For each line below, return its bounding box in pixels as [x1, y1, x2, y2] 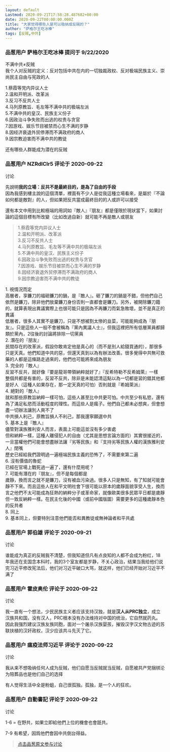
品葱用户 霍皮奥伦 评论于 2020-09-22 [5, 585, 98, 592]
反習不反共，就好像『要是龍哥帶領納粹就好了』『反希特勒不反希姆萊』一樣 [5, 369, 158, 375]
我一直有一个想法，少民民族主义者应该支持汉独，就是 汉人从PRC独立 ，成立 [5, 609, 161, 615]
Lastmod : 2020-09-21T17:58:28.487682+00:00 [5, 12, 99, 17]
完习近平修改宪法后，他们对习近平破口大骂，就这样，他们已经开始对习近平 [5, 565, 160, 571]
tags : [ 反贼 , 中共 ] [5, 31, 41, 36]
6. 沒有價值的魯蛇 [5, 458, 42, 464]
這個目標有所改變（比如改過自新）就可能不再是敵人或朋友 [14, 214, 134, 220]
